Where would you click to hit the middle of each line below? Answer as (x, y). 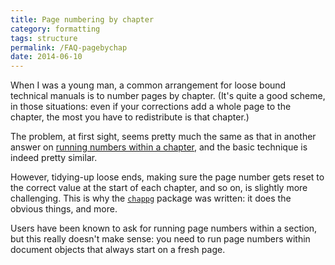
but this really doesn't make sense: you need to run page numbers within (160, 239)
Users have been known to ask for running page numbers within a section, (164, 228)
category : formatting (55, 29)
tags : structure (44, 38)
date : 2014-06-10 (46, 57)
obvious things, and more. (64, 209)
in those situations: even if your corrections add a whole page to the (151, 107)
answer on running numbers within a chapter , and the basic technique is (159, 147)
